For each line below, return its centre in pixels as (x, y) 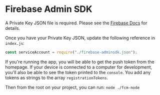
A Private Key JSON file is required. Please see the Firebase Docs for (76, 23)
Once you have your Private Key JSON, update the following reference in (80, 38)
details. (13, 28)
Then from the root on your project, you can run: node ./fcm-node (72, 87)
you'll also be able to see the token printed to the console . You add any (78, 72)
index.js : (15, 43)
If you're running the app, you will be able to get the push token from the (80, 62)
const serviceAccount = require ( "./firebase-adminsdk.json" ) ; (71, 52)
